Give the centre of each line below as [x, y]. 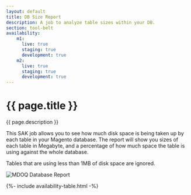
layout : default [26, 11]
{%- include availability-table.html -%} [52, 186]
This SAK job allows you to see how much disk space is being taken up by [95, 134]
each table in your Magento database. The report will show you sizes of [92, 140]
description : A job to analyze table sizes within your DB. [81, 22]
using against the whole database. [47, 152]
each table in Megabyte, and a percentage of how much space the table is [95, 146]
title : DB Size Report [34, 17]
